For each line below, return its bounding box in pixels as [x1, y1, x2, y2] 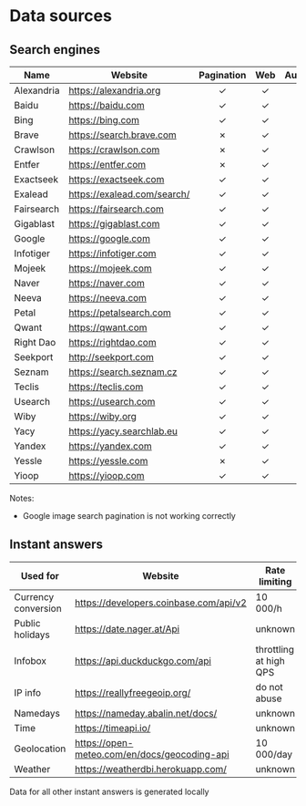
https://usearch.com [67, 396, 156, 408]
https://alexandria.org [67, 84, 161, 97]
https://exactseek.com [67, 173, 165, 185]
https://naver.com [67, 277, 146, 289]
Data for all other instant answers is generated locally [9, 786, 209, 797]
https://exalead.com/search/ [67, 188, 190, 201]
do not [255, 680, 284, 693]
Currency [14, 590, 55, 603]
